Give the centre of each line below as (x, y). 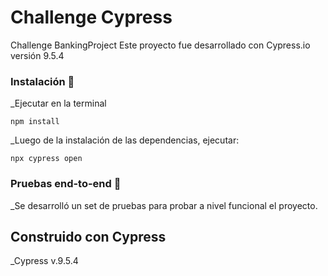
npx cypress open (46, 159)
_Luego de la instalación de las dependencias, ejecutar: (125, 140)
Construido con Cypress (88, 236)
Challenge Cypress (91, 17)
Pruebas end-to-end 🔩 (66, 184)
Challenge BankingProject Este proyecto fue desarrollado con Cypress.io (160, 45)
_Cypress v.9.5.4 (44, 261)
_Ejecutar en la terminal (58, 103)
